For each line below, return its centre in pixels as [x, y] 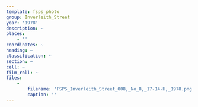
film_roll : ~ [22, 73]
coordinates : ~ [25, 45]
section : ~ [20, 61]
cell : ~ [16, 67]
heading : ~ [20, 51]
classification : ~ [29, 56]
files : [14, 78]
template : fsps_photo [33, 12]
